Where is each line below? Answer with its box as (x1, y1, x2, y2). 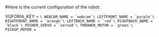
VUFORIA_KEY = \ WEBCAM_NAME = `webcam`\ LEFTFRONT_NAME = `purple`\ (5, 14, 155, 19)
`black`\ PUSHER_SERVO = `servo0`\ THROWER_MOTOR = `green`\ (5, 23, 133, 28)
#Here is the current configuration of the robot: (5, 4, 101, 10)
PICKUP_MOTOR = (5, 27, 36, 32)
